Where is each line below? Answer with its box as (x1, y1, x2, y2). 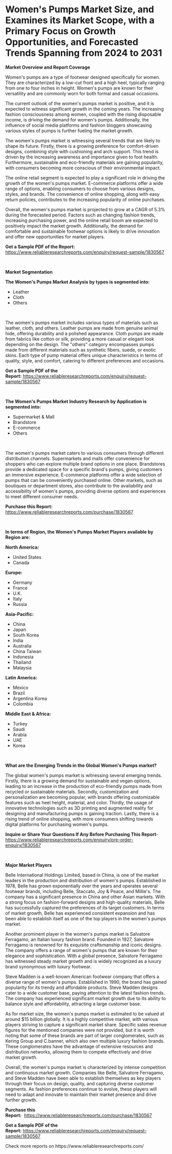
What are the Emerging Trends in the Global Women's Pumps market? (5, 762, 157, 768)
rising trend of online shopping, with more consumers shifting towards (5, 816, 154, 822)
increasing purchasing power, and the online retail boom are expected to (5, 217, 159, 224)
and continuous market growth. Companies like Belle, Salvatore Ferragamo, (5, 1069, 165, 1076)
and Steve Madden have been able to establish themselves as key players (5, 1075, 161, 1081)
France (12, 584, 28, 591)
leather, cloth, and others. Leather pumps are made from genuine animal (5, 325, 158, 331)
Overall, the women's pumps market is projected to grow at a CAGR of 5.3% (5, 206, 165, 212)
